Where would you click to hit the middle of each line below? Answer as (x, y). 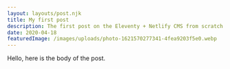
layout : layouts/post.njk (44, 13)
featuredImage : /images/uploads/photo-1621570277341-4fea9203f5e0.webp (112, 39)
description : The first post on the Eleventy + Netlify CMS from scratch (115, 26)
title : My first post (38, 20)
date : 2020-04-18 (32, 32)
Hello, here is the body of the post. (56, 58)
